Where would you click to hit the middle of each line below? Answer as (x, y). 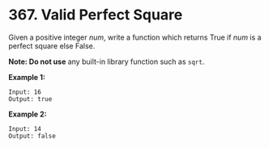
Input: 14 (25, 129)
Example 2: (28, 114)
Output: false (32, 136)
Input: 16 (25, 92)
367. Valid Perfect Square (96, 15)
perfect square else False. (52, 45)
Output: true (30, 99)
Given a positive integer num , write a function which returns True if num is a (135, 37)
